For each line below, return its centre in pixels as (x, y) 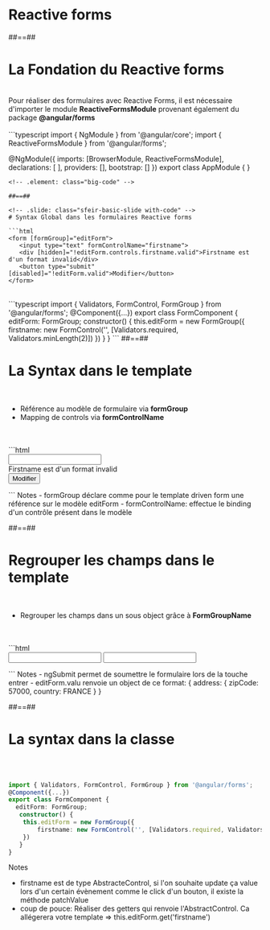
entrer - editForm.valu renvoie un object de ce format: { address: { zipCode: (133, 682)
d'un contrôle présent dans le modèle (70, 512)
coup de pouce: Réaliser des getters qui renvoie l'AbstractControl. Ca (135, 909)
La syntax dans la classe (92, 739)
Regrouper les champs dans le (112, 560)
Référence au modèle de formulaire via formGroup (104, 409)
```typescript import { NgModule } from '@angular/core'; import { (115, 134)
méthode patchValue (54, 900)
